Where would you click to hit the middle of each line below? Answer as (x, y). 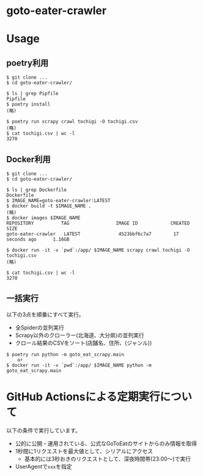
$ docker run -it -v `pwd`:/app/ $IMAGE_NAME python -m (79, 365)
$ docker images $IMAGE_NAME (43, 218)
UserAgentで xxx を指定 (43, 466)
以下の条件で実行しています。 (44, 430)
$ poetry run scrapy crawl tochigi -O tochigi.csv (72, 122)
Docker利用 (28, 159)
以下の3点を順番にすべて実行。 (45, 314)
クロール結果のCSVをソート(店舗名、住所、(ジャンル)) (83, 343)
